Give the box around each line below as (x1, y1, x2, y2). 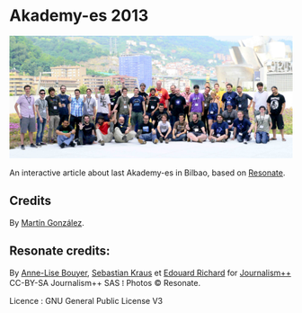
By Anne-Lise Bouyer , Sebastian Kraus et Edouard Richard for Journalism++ (9, 267, 292, 278)
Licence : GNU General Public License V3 (9, 295, 164, 306)
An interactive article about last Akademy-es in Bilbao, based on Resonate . (9, 167, 286, 178)
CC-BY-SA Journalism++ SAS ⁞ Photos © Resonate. (9, 277, 200, 288)
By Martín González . (9, 217, 84, 228)
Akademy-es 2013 (9, 5, 149, 26)
